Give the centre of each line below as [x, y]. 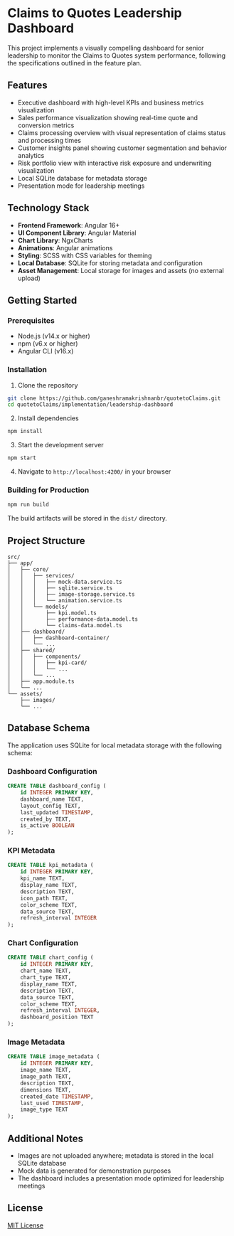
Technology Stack [48, 208]
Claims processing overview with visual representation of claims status [122, 132]
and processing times [49, 140]
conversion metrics [46, 125]
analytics [31, 155]
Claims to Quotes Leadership [95, 13]
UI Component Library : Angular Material [77, 233]
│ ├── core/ [28, 570]
